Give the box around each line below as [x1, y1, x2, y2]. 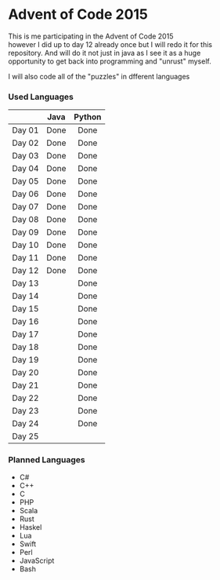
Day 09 [12, 227, 39, 238]
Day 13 [12, 278, 39, 289]
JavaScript [19, 556, 55, 565]
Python [74, 111, 102, 122]
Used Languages [8, 91, 74, 102]
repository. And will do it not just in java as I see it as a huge [8, 48, 201, 57]
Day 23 [12, 406, 39, 417]
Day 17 [12, 329, 39, 340]
